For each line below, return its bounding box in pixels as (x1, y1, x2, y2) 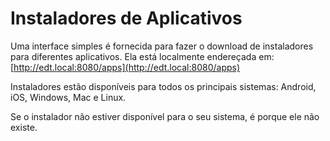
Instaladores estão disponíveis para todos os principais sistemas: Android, (10, 80, 317, 92)
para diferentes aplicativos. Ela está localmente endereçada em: (10, 50, 275, 62)
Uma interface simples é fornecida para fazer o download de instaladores (10, 40, 314, 52)
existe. (10, 121, 38, 133)
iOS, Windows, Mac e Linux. (10, 91, 127, 103)
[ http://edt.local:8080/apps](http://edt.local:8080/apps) (10, 61, 241, 73)
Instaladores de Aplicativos (10, 7, 243, 30)
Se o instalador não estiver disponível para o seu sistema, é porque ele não (10, 110, 320, 122)
